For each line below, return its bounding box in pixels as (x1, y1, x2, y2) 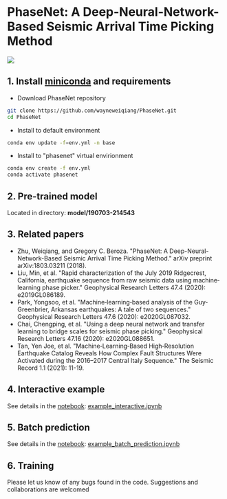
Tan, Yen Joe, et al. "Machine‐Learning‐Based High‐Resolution (17, 342, 195, 350)
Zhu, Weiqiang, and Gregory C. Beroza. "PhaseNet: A (17, 247, 169, 255)
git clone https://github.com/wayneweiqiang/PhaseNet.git (7, 107, 177, 114)
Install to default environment (17, 126, 100, 134)
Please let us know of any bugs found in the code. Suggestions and (7, 478, 198, 487)
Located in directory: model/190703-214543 (7, 208, 136, 217)
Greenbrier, (17, 305, 50, 313)
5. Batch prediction (7, 421, 91, 433)
